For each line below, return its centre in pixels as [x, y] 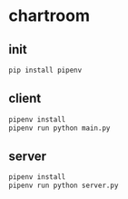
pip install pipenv [45, 70]
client [25, 99]
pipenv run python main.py [59, 128]
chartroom [49, 16]
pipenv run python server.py [64, 186]
